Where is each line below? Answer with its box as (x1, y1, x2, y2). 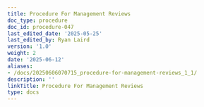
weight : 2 (7, 50, 37, 57)
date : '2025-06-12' (7, 56, 65, 63)
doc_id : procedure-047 (7, 23, 74, 30)
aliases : (7, 63, 33, 70)
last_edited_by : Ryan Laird (7, 37, 90, 44)
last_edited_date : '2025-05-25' (7, 30, 102, 37)
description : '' (7, 75, 55, 83)
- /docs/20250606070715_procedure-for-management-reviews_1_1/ (7, 69, 198, 76)
